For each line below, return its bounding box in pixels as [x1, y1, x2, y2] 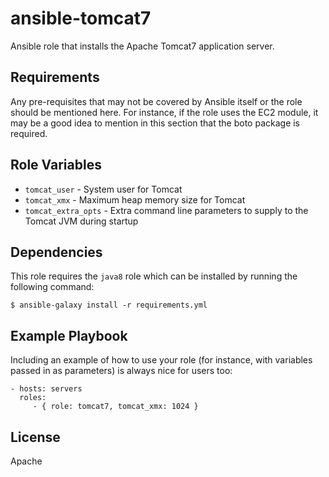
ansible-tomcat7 [10, 7, 152, 30]
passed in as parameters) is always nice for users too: [10, 365, 233, 377]
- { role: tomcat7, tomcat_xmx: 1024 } [32, 402, 199, 412]
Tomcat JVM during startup [24, 215, 139, 227]
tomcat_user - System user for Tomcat [24, 183, 183, 195]
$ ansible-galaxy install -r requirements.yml [10, 300, 208, 311]
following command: [10, 281, 95, 293]
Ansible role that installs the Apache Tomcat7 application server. [10, 40, 275, 52]
